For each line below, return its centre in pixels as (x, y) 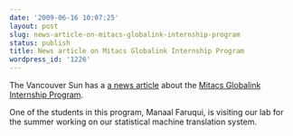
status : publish (40, 43)
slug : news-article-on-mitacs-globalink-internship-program (125, 34)
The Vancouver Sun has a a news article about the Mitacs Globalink (135, 85)
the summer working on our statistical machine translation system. (133, 122)
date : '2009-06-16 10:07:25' (64, 18)
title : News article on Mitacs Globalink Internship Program (127, 51)
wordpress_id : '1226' (50, 59)
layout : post (34, 26)
